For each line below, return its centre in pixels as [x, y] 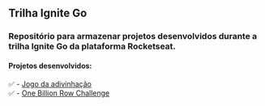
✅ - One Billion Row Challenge [59, 93]
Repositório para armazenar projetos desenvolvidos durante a [133, 36]
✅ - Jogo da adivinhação [50, 83]
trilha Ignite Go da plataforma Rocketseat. [92, 46]
